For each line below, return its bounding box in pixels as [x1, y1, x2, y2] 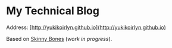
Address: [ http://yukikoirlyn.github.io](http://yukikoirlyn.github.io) [6, 24, 167, 31]
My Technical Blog [6, 4, 100, 18]
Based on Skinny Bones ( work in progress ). [6, 35, 112, 42]
